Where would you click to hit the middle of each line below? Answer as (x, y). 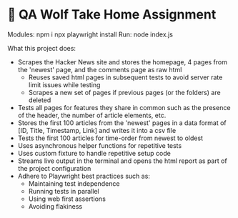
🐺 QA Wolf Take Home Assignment (112, 15)
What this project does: (42, 48)
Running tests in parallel (64, 191)
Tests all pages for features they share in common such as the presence (124, 107)
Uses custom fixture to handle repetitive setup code (94, 153)
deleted (40, 100)
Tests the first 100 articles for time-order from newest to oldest (110, 138)
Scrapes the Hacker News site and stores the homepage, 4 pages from (122, 62)
